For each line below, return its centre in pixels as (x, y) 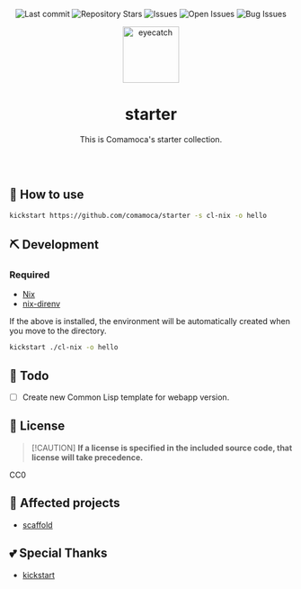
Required (30, 275)
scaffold (37, 525)
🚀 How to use (47, 195)
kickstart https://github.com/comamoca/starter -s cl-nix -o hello (138, 215)
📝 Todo (29, 375)
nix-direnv (41, 304)
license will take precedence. (87, 457)
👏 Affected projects (65, 503)
